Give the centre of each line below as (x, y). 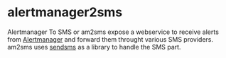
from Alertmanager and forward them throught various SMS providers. (110, 39)
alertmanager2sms (65, 12)
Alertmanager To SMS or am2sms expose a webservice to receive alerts (113, 32)
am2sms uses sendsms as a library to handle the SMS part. (94, 47)
